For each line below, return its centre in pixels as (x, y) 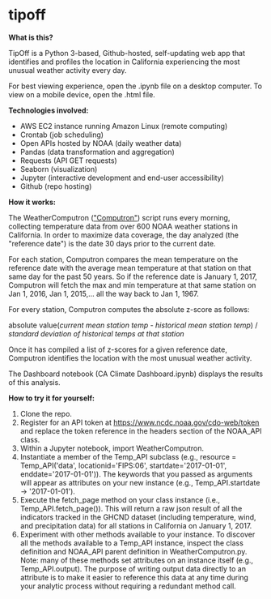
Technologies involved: (49, 110)
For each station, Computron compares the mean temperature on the (123, 259)
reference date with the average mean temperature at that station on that (130, 267)
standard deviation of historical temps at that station (96, 333)
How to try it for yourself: (52, 398)
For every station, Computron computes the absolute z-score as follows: (129, 309)
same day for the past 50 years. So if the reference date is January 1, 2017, (133, 276)
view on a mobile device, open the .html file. (82, 94)
